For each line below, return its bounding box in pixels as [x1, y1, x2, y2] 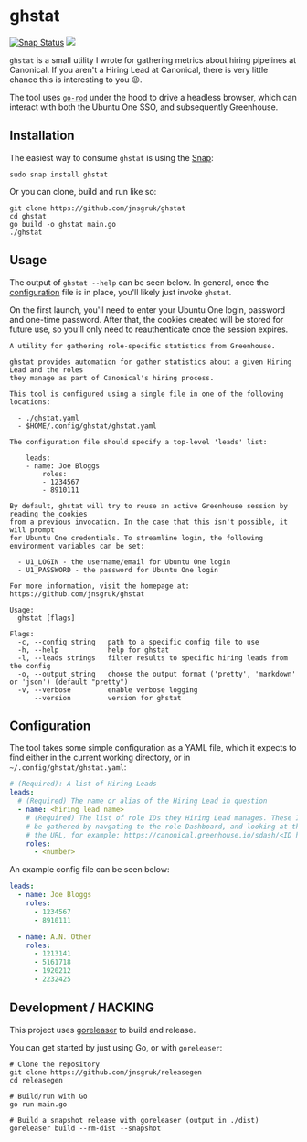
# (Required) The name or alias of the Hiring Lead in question [17, 796, 268, 806]
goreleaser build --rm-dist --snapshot [9, 1124, 162, 1133]
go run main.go [9, 1099, 68, 1109]
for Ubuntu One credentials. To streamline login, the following [9, 533, 263, 542]
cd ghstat [9, 211, 48, 220]
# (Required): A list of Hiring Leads [9, 779, 157, 789]
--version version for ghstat [33, 693, 182, 702]
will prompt [9, 525, 55, 535]
